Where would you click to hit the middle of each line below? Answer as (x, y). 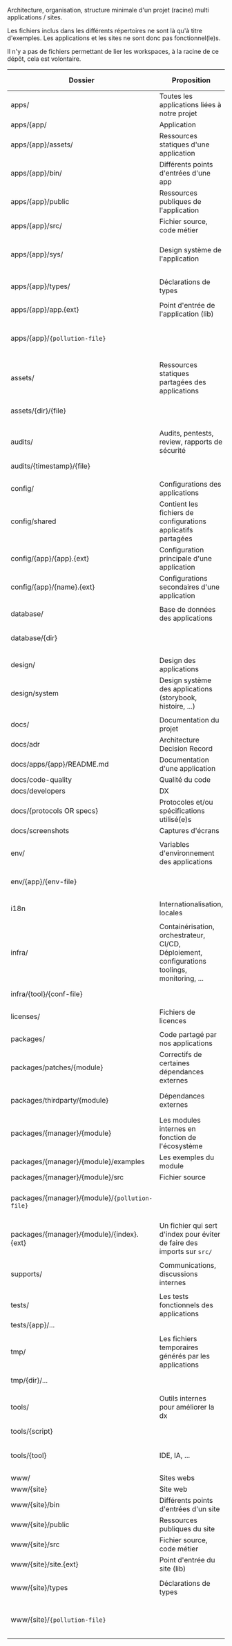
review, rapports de (191, 442)
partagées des (183, 382)
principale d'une (186, 558)
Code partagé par (188, 1035)
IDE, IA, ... (175, 1456)
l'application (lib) (186, 314)
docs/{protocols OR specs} (55, 811)
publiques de (180, 202)
